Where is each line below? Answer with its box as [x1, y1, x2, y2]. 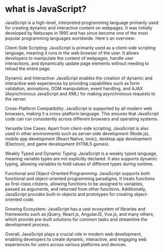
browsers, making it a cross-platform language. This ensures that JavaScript [5, 110, 159, 116]
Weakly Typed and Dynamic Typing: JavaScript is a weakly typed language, [5, 151, 158, 156]
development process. [5, 222, 50, 227]
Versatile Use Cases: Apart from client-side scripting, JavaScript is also [5, 125, 149, 131]
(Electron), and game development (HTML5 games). [5, 141, 110, 147]
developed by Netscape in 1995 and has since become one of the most [5, 30, 148, 36]
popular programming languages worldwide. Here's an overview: [5, 35, 136, 41]
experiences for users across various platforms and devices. [5, 241, 127, 247]
